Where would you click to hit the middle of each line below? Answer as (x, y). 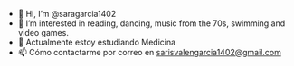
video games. (43, 33)
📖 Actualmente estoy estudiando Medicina (97, 42)
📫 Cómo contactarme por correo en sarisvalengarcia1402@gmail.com (150, 52)
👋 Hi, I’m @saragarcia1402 (67, 14)
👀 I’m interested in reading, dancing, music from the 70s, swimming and (152, 23)
